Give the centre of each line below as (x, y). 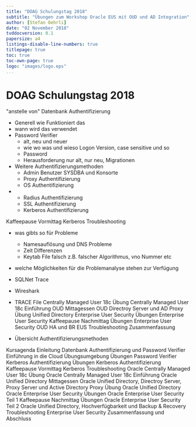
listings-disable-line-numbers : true (52, 45)
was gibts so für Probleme (46, 233)
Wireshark (27, 291)
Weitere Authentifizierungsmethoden (59, 167)
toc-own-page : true (30, 60)
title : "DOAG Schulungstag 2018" (47, 11)
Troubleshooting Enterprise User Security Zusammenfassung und (85, 412)
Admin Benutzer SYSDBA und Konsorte (71, 173)
